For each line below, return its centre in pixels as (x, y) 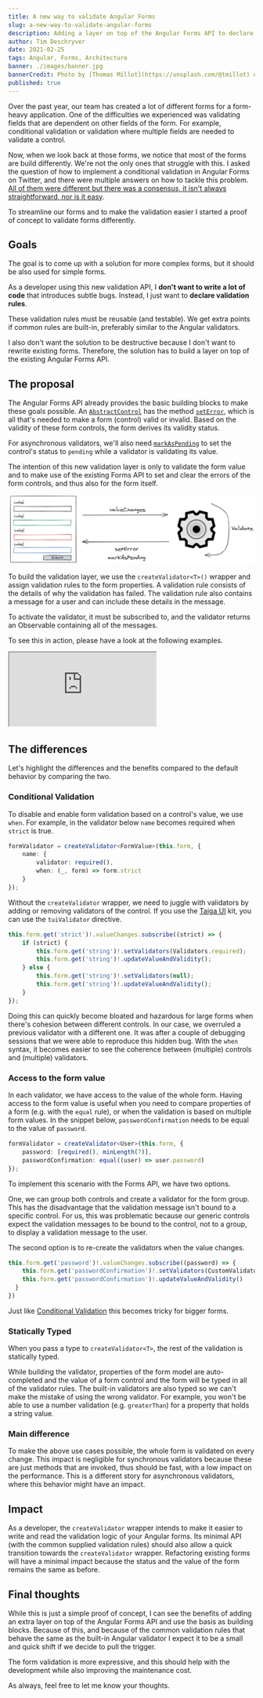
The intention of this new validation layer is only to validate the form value (127, 467)
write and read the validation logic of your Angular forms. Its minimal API (125, 1536)
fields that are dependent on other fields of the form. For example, (115, 123)
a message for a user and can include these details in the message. (117, 602)
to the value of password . (48, 1129)
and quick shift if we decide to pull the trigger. (82, 1647)
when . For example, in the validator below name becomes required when (122, 822)
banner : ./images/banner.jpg (56, 67)
